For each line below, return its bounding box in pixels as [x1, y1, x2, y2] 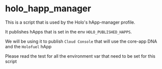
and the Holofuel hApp [5, 43, 52, 49]
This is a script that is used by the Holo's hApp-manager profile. [5, 19, 135, 25]
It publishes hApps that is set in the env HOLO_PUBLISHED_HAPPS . [5, 29, 132, 34]
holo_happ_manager [5, 3, 91, 14]
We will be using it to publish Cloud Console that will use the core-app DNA [5, 38, 157, 44]
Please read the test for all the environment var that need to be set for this [5, 53, 156, 59]
